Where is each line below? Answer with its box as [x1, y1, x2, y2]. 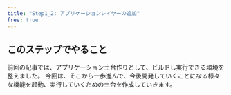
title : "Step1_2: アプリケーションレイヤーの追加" [7, 10, 140, 17]
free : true [7, 17, 39, 23]
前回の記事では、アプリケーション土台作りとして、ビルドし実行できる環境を [7, 63, 225, 72]
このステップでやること [7, 43, 107, 55]
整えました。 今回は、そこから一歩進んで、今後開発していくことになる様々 [7, 72, 221, 80]
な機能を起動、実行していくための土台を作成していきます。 [7, 81, 176, 89]
